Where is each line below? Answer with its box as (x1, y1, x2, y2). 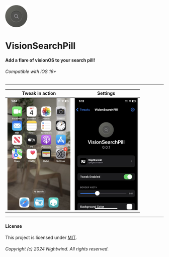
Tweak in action (22, 90, 56, 96)
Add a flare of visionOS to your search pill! (5, 57, 96, 63)
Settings (97, 90, 116, 96)
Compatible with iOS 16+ (5, 69, 57, 75)
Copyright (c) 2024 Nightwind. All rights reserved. (5, 246, 109, 252)
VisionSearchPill (5, 40, 76, 52)
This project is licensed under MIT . (5, 234, 77, 240)
